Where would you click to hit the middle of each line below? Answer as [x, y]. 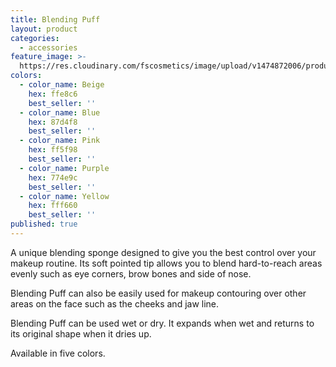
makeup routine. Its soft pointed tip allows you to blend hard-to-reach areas [166, 263]
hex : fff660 [53, 206]
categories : [35, 38]
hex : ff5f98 [53, 150]
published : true [44, 224]
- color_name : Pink [60, 141]
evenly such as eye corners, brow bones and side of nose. [131, 273]
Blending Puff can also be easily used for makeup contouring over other [158, 293]
